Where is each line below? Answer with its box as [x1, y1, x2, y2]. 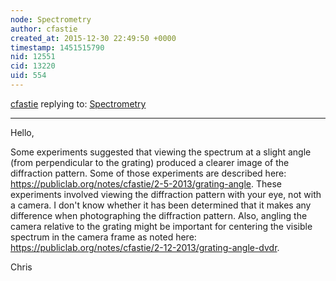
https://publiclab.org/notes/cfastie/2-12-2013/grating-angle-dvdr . [10, 241, 280, 253]
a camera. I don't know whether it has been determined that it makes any [10, 199, 312, 211]
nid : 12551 [10, 52, 56, 62]
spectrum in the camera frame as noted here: [10, 231, 197, 243]
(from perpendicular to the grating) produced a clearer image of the [10, 156, 290, 168]
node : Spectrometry [10, 14, 92, 25]
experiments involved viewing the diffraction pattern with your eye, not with [10, 188, 322, 200]
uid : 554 [10, 71, 47, 81]
